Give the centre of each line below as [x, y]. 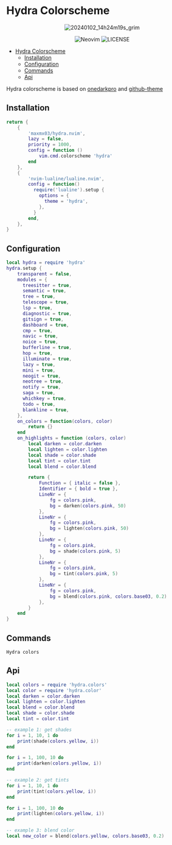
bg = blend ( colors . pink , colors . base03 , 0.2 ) [108, 596]
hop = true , [37, 353]
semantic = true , [44, 291]
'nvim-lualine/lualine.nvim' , [66, 179]
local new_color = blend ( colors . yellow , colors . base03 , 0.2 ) [85, 836]
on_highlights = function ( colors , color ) [72, 438]
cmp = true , [37, 331]
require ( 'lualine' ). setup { [69, 190]
